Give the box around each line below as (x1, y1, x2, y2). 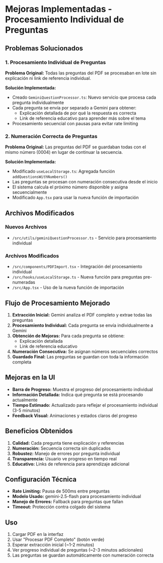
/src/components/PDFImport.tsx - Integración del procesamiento (12, 264, 142, 270)
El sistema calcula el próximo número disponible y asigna (12, 184, 128, 190)
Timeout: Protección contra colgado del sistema (12, 504, 110, 510)
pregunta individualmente (12, 100, 64, 106)
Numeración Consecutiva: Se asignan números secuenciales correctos (12, 349, 158, 354)
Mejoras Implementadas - (5, 3, 112, 15)
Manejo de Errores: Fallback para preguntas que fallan (12, 499, 124, 505)
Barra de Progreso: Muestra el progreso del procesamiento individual (12, 386, 153, 392)
